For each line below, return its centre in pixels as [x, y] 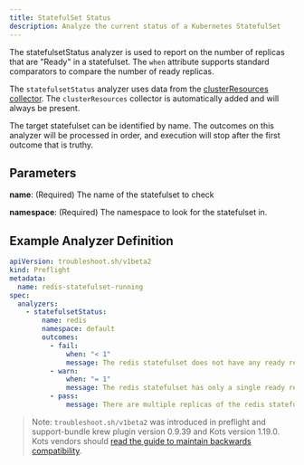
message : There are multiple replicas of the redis [166, 404]
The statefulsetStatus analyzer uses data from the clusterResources [139, 89]
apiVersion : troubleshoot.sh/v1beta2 [81, 262]
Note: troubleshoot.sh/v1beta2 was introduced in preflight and [149, 422]
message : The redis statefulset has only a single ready [176, 388]
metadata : [28, 278]
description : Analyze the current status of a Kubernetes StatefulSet [145, 26]
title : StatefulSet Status [60, 18]
